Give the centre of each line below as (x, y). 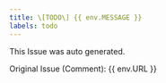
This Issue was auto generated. (67, 51)
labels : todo (34, 26)
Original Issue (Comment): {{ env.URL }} (83, 69)
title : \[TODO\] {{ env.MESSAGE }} (76, 17)
